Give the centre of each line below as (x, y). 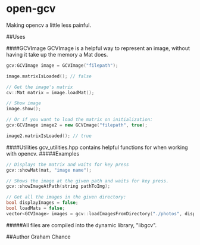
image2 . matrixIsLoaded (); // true (49, 136)
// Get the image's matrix (40, 87)
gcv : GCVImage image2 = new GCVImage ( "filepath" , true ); (77, 125)
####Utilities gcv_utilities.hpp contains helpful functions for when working (97, 147)
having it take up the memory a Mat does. (57, 54)
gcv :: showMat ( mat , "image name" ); (49, 170)
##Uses (16, 36)
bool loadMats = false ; (36, 208)
